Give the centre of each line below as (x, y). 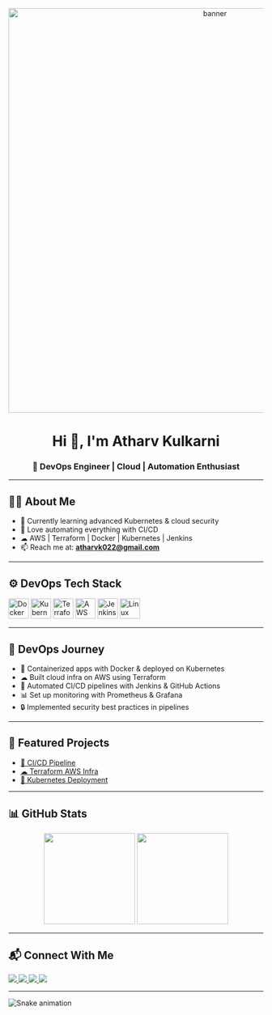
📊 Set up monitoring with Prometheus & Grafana (101, 694)
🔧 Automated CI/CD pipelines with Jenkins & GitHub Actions (120, 686)
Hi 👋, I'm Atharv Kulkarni (136, 442)
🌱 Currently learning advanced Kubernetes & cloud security (119, 521)
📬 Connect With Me (61, 955)
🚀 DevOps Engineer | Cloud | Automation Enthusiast (136, 467)
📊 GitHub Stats (48, 814)
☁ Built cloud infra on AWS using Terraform (93, 677)
